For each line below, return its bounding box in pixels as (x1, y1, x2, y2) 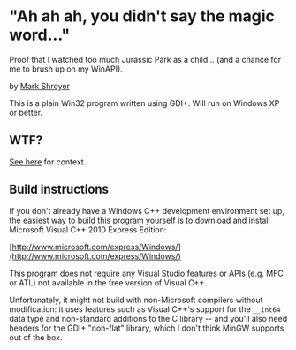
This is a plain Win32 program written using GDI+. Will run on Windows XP (9, 97, 280, 108)
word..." (9, 25, 71, 45)
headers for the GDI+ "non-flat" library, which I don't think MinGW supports (9, 323, 285, 333)
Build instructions (9, 182, 109, 197)
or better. (9, 107, 42, 118)
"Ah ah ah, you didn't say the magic (9, 6, 276, 27)
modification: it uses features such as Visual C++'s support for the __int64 (9, 303, 281, 315)
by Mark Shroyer (9, 80, 71, 91)
